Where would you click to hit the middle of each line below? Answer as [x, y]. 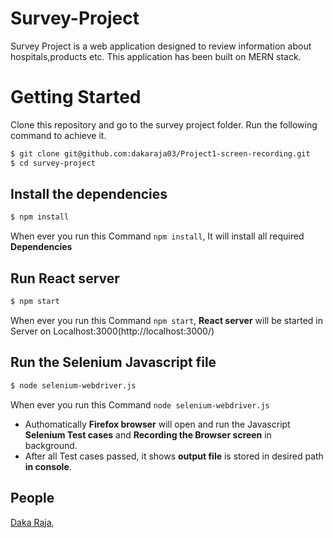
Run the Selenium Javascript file [113, 362]
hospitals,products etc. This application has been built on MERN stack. [156, 56]
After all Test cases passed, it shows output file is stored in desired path [174, 456]
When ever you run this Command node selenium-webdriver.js [140, 404]
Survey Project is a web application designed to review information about [161, 46]
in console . [48, 466]
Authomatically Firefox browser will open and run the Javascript [157, 424]
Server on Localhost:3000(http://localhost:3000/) [112, 331]
